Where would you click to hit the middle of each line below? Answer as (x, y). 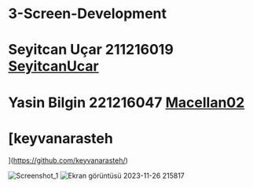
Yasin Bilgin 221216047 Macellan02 (126, 102)
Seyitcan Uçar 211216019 (91, 50)
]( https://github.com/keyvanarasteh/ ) (68, 160)
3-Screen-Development (88, 14)
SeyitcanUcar (54, 66)
